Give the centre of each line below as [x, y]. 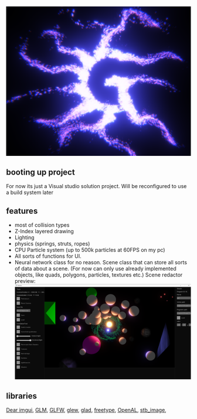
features [22, 211]
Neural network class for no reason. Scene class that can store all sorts [101, 263]
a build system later [30, 193]
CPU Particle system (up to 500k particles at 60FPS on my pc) [90, 250]
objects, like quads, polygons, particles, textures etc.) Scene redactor [98, 275]
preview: [25, 281]
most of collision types [42, 225]
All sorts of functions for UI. [48, 256]
